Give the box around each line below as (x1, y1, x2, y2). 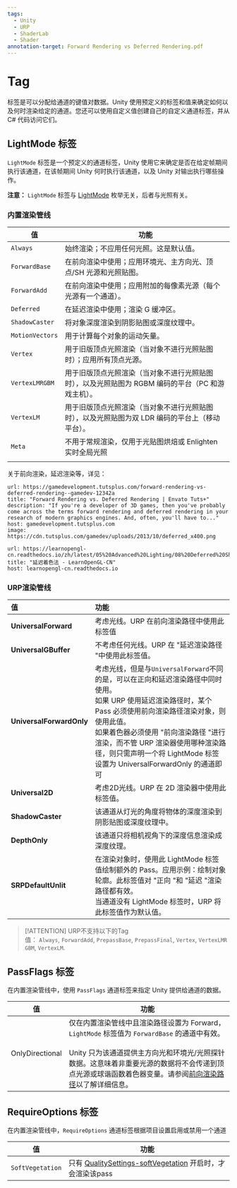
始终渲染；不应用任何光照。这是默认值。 (64, 244, 200, 254)
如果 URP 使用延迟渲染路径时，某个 (95, 696, 212, 705)
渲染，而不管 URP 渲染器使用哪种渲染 (95, 738, 219, 748)
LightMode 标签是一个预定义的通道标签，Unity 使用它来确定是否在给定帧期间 (7, 158, 228, 166)
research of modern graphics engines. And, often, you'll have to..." (7, 514, 219, 522)
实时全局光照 (64, 447, 108, 457)
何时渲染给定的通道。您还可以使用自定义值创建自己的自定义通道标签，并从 (13, 107, 230, 115)
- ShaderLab (13, 30, 49, 37)
